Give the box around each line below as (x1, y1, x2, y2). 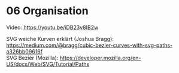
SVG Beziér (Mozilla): (6, 54, 59, 61)
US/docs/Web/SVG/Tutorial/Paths (6, 61, 90, 68)
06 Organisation (6, 4, 89, 18)
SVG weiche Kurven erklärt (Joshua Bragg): (6, 35, 114, 42)
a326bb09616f (6, 47, 43, 55)
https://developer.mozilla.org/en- (59, 54, 141, 61)
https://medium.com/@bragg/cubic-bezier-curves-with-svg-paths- (6, 42, 173, 49)
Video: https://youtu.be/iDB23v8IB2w (6, 24, 99, 31)
